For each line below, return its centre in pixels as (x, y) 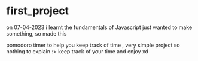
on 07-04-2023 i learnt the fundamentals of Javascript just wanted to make (99, 27)
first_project (38, 11)
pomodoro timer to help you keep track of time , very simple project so (93, 45)
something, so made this (36, 33)
